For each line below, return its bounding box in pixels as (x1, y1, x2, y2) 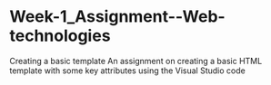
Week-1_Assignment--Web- (9, 6, 226, 27)
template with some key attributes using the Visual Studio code (9, 65, 246, 76)
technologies (9, 25, 111, 46)
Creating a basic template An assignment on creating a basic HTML (9, 55, 263, 66)
